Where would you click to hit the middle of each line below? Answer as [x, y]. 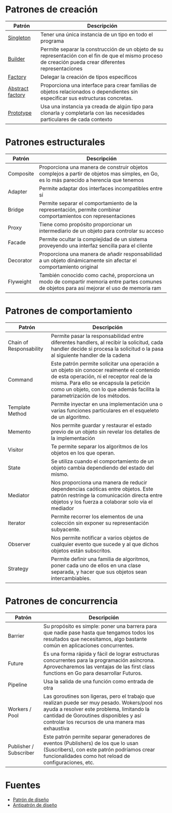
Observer [19, 544]
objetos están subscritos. [81, 550]
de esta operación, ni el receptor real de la [102, 376]
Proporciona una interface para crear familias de [99, 85]
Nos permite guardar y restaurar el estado [101, 425]
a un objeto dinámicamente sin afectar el [88, 260]
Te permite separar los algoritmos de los [99, 446]
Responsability [26, 349]
